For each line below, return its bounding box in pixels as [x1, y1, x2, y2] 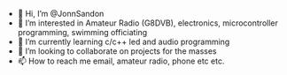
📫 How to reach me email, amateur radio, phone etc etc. [17, 56, 225, 66]
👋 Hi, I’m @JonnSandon [17, 9, 105, 19]
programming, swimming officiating [17, 27, 148, 37]
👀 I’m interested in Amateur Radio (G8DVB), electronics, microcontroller [17, 18, 279, 28]
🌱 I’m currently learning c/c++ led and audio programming [17, 36, 230, 47]
